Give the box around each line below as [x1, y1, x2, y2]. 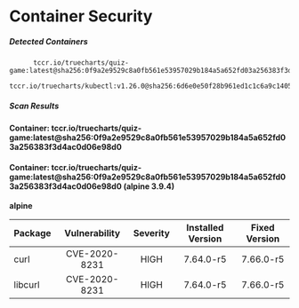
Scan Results [9, 100, 60, 111]
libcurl [13, 279, 40, 291]
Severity [133, 227, 171, 240]
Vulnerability [63, 227, 121, 240]
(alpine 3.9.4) [123, 180, 175, 192]
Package [13, 227, 52, 240]
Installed [186, 222, 224, 234]
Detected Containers [9, 36, 89, 46]
